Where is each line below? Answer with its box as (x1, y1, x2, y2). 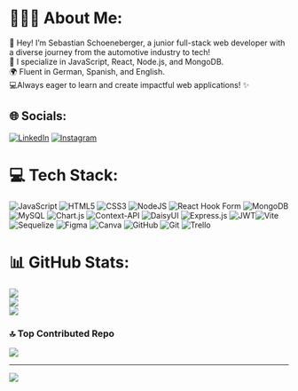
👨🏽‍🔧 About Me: (9, 8, 122, 28)
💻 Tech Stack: (9, 164, 119, 185)
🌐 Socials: (9, 108, 67, 124)
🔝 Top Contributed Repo (9, 327, 115, 339)
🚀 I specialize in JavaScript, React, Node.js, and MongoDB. (9, 56, 224, 67)
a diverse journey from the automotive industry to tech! (9, 46, 211, 57)
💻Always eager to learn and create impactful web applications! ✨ (9, 79, 250, 90)
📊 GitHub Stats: (9, 252, 130, 272)
